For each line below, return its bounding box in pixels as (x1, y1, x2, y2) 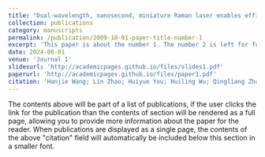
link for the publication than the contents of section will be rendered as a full (8, 107, 256, 117)
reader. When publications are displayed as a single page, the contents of (8, 124, 248, 134)
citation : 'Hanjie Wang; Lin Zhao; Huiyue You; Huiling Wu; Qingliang (8, 77, 245, 85)
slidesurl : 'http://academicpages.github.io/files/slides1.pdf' (8, 63, 224, 71)
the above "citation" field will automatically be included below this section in (8, 133, 256, 142)
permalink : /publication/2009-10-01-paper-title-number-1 (8, 33, 203, 42)
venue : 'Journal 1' (8, 56, 73, 64)
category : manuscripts (8, 26, 83, 34)
